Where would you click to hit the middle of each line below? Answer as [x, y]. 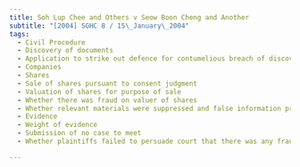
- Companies [40, 68]
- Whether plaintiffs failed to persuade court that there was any [146, 141]
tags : [19, 34]
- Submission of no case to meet [79, 133]
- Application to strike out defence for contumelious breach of [142, 59]
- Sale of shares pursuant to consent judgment [108, 83]
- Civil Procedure [52, 42]
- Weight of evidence [58, 125]
